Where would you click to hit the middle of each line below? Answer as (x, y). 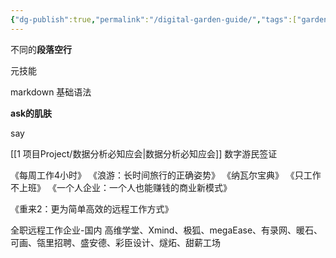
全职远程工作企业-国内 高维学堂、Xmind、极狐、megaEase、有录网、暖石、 (166, 230)
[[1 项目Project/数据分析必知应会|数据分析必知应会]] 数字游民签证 (144, 153)
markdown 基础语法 (51, 92)
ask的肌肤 (31, 113)
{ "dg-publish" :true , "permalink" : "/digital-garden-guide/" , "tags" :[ (154, 19)
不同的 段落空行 (41, 49)
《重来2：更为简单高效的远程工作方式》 (92, 208)
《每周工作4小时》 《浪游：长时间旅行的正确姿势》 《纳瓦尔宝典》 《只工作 (166, 175)
